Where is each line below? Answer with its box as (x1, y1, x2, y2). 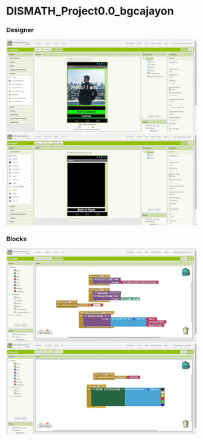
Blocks (6, 235, 27, 243)
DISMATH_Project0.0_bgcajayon (6, 4, 174, 18)
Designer (6, 26, 34, 34)
